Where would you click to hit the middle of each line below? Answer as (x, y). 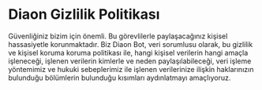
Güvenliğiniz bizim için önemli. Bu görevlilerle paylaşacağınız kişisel (118, 36)
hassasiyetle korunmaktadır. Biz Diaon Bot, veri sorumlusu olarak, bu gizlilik (131, 44)
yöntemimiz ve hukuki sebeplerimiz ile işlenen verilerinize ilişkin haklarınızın (131, 69)
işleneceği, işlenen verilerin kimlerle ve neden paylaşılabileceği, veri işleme (130, 61)
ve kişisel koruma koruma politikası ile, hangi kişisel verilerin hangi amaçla (128, 52)
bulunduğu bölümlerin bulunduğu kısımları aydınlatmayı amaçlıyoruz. (120, 77)
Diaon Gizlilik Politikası (84, 14)
